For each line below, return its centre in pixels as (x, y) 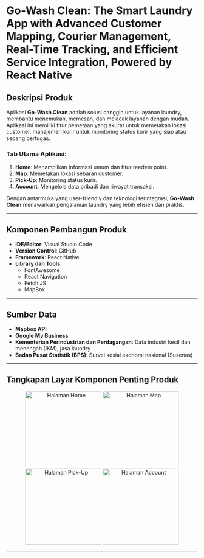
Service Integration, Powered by (89, 62)
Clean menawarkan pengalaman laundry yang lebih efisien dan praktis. (95, 205)
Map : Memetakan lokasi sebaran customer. (69, 173)
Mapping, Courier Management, (89, 37)
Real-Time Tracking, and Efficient (92, 50)
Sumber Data (32, 314)
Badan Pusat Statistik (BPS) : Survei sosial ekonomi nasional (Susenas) (104, 355)
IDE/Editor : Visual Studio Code (53, 245)
